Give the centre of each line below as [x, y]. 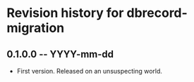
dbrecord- [157, 13]
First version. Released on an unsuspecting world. [90, 71]
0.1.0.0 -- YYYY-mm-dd [60, 54]
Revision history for [65, 13]
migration [36, 28]
